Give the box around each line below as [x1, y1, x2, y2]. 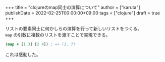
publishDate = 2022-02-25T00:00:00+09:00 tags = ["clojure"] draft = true [5, 10, 160, 16]
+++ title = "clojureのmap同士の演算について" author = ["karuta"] [5, 4, 140, 10]
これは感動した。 [5, 51, 41, 57]
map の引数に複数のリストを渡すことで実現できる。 [5, 32, 111, 37]
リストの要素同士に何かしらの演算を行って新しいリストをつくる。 [5, 25, 142, 31]
